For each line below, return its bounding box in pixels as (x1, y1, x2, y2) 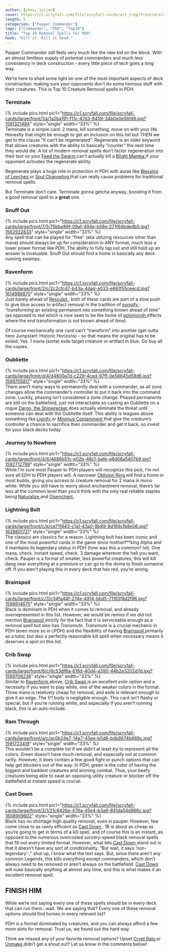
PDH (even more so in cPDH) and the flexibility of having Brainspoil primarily (5, 628, 163, 634)
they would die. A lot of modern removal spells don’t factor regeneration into (5, 148, 163, 154)
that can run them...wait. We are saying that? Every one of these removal (5, 905, 156, 911)
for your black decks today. (5, 426, 62, 433)
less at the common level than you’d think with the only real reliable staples (5, 488, 160, 494)
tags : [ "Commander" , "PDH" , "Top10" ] (5, 26, 84, 31)
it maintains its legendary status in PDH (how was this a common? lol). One (5, 544, 160, 551)
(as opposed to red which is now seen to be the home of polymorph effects (5, 312, 162, 318)
